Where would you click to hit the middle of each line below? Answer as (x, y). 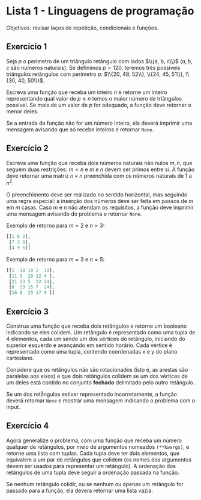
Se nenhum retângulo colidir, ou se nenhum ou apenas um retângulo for (95, 484)
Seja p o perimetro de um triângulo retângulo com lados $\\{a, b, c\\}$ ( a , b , (100, 61)
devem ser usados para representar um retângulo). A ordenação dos (91, 466)
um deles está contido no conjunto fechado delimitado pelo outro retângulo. (100, 383)
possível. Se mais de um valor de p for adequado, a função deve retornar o (99, 105)
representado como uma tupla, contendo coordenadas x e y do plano (92, 352)
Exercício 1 (27, 47)
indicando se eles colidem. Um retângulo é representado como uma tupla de (101, 333)
